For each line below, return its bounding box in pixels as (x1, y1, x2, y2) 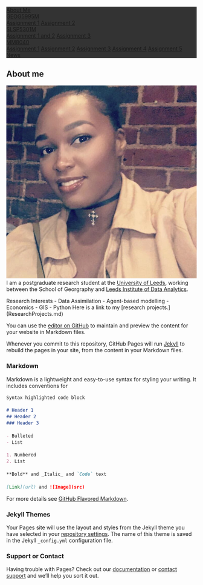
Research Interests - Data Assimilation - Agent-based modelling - (6, 298, 169, 305)
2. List (6, 458, 26, 464)
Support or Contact (6, 552, 65, 560)
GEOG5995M (6, 13, 39, 20)
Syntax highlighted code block (6, 395, 85, 401)
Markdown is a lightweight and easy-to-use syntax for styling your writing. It (6, 375, 196, 383)
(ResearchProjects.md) (6, 310, 63, 318)
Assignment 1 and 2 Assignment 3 (6, 32, 91, 39)
